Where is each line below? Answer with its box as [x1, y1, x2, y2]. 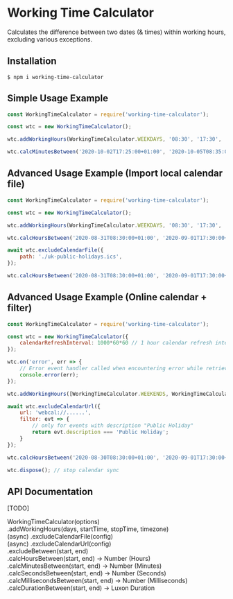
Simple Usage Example [7, 92, 109, 105]
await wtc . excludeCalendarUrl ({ [7, 403, 101, 410]
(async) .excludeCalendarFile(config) [7, 532, 113, 541]
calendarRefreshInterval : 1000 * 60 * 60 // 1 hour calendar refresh [19, 340, 213, 347]
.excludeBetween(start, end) [7, 547, 89, 555]
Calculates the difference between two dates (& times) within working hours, [7, 28, 226, 36]
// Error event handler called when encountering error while [19, 365, 203, 372]
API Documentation [7, 485, 94, 497]
